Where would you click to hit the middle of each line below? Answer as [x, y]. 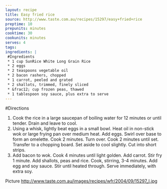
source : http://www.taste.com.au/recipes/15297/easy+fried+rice [74, 19]
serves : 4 [16, 43]
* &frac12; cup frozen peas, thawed [46, 89]
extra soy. [23, 171]
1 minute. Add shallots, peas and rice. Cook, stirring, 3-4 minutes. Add [85, 161]
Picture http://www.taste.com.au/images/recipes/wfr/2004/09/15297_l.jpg [81, 181]
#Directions [17, 108]
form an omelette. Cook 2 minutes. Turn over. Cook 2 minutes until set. [86, 139]
